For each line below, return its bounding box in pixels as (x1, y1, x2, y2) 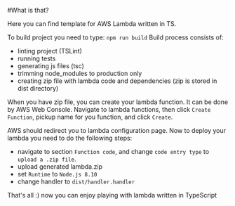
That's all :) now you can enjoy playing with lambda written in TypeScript (7, 191, 217, 199)
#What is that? (7, 6, 49, 14)
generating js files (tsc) (17, 62, 84, 70)
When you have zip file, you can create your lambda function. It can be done (7, 98, 229, 106)
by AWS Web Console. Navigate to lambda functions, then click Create (7, 105, 211, 113)
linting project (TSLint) (17, 47, 83, 55)
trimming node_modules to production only (17, 70, 142, 77)
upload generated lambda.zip (17, 162, 103, 171)
